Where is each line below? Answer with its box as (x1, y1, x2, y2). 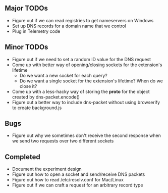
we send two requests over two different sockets (12, 138, 114, 144)
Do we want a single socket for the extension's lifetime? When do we (19, 78, 163, 84)
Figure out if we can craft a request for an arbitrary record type (12, 182, 143, 188)
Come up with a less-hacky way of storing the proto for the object (12, 88, 150, 94)
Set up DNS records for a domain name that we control (12, 23, 127, 29)
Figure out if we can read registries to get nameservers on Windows (12, 17, 154, 23)
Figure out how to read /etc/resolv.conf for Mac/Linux (12, 177, 124, 183)
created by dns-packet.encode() (12, 93, 80, 100)
